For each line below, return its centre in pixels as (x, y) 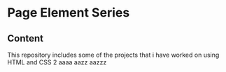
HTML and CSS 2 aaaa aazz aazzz (57, 62)
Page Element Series (69, 13)
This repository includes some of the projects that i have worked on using (113, 55)
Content (26, 38)
